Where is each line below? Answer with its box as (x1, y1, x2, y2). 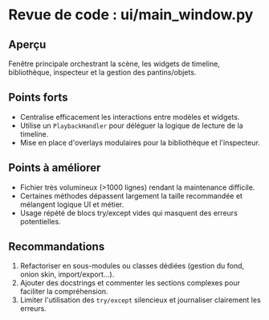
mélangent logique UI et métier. (19, 199, 124, 209)
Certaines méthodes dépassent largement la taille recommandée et (19, 191, 243, 200)
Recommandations (8, 240, 105, 254)
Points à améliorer (8, 161, 101, 174)
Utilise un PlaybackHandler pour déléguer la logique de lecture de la (19, 121, 243, 130)
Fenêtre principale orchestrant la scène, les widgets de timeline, (8, 59, 221, 68)
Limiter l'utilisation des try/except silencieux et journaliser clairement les (19, 295, 261, 305)
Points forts (8, 91, 68, 105)
